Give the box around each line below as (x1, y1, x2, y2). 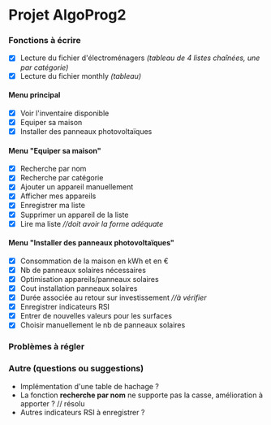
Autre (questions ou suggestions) (8, 363, 144, 375)
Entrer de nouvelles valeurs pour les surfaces (19, 311, 173, 321)
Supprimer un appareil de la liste (19, 210, 129, 219)
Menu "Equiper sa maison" (8, 145, 101, 155)
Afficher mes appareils (19, 191, 97, 201)
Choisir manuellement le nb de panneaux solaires (19, 320, 186, 330)
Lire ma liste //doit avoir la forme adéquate (19, 219, 164, 228)
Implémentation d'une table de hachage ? (19, 381, 160, 391)
